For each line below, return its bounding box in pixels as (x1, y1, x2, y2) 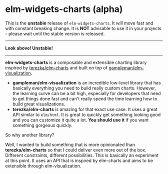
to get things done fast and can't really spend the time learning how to (12, 95, 157, 101)
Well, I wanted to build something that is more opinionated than (5, 141, 135, 147)
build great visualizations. (12, 101, 65, 107)
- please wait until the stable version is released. (5, 30, 105, 36)
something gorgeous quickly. (12, 122, 72, 128)
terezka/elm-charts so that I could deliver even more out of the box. (5, 146, 146, 153)
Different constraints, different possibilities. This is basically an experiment (5, 152, 159, 158)
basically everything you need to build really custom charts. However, (12, 85, 156, 91)
